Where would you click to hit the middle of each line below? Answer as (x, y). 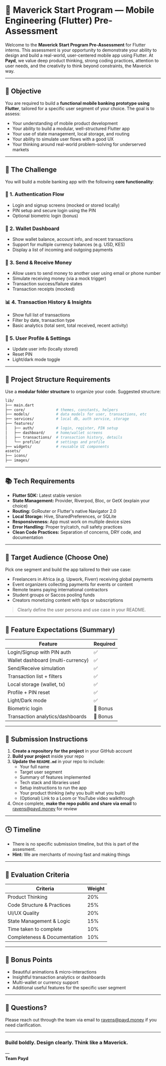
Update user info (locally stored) (45, 349)
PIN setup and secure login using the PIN (54, 210)
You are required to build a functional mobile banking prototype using (77, 103)
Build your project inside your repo (48, 756)
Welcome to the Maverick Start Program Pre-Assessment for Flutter (75, 44)
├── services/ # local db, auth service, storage (67, 419)
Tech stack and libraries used (50, 783)
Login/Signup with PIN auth (39, 652)
